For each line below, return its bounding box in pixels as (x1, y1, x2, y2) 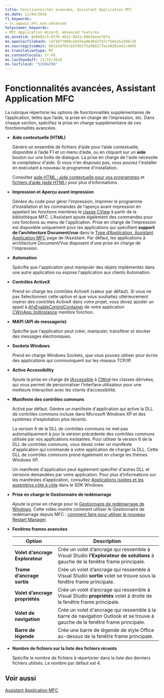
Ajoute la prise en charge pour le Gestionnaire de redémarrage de (12, 501, 145, 507)
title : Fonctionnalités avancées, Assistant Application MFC (5, 7, 132, 12)
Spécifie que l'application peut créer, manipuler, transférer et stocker (12, 328, 151, 334)
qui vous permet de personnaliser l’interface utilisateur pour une (12, 382, 142, 388)
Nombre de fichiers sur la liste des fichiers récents (12, 646, 117, 651)
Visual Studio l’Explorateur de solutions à (58, 552, 155, 559)
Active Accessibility (12, 367, 54, 373)
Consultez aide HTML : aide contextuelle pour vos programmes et (12, 174, 145, 180)
